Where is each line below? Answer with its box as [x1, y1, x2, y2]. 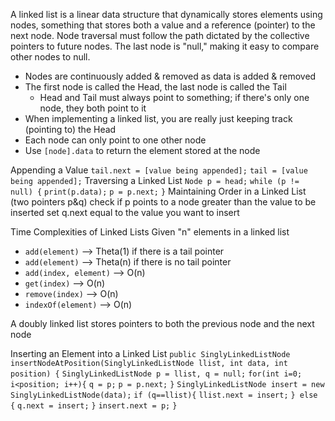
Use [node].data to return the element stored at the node [24, 145, 261, 156]
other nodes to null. [10, 51, 91, 63]
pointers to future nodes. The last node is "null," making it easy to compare [10, 40, 320, 52]
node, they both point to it [39, 102, 147, 114]
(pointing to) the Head [24, 124, 117, 135]
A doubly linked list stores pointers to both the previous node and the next [10, 318, 315, 329]
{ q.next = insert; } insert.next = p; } [10, 401, 178, 411]
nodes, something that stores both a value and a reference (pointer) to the [10, 19, 316, 31]
